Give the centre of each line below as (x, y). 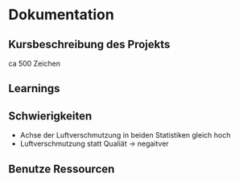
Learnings (34, 88)
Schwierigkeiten (50, 116)
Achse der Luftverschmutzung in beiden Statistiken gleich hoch (125, 135)
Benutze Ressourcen (62, 169)
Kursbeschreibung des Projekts (89, 44)
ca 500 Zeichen (34, 63)
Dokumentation (61, 15)
